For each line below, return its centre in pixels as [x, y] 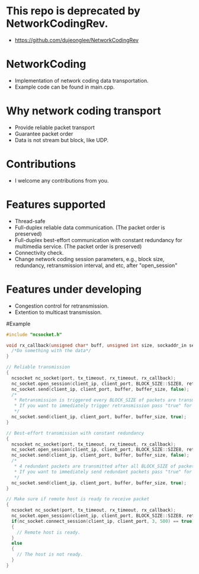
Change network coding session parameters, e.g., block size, [89, 259]
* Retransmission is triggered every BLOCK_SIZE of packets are [95, 400]
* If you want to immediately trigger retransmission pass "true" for [103, 406]
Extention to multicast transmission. [58, 312]
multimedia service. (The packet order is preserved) [78, 246]
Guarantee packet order [44, 134]
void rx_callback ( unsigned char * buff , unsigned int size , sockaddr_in [96, 345]
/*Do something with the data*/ [52, 351]
